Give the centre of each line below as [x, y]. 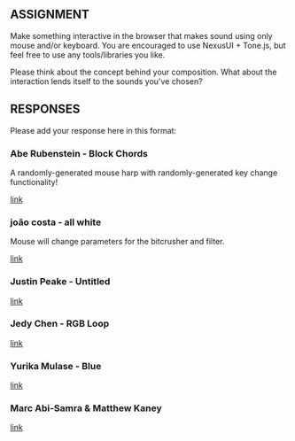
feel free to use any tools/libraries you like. [88, 54]
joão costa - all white [56, 222]
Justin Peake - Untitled [60, 282]
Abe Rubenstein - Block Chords [79, 153]
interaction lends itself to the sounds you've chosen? [106, 81]
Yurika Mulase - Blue [56, 366]
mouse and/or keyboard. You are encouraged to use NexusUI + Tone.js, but [148, 45]
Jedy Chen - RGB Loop [60, 324]
